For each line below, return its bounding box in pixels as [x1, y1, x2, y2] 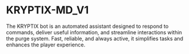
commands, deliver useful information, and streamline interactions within [6, 28, 183, 35]
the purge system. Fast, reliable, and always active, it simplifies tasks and [6, 35, 184, 42]
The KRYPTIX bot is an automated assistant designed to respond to [6, 23, 169, 30]
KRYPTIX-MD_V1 [6, 3, 89, 17]
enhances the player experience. [6, 41, 86, 48]
